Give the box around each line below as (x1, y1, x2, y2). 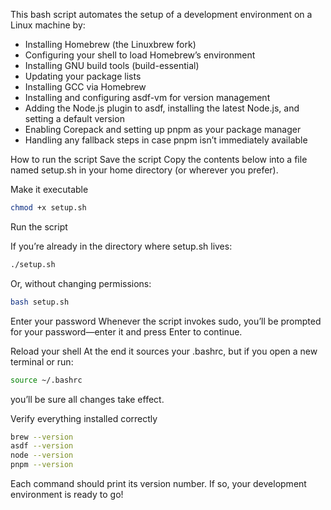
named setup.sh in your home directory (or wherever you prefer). (10, 164, 279, 176)
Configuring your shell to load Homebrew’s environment (24, 49, 256, 61)
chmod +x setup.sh (10, 203, 87, 213)
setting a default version (24, 113, 125, 124)
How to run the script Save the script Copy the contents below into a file (10, 154, 308, 165)
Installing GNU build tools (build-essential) (24, 60, 200, 71)
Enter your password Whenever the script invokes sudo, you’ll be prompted (10, 315, 322, 327)
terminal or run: (10, 355, 74, 368)
